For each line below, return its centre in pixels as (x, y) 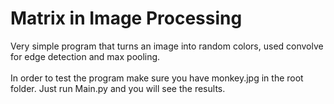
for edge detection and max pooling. (85, 56)
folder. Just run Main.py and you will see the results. (118, 88)
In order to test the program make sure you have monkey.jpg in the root (157, 78)
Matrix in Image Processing (126, 18)
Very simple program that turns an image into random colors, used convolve (167, 46)
